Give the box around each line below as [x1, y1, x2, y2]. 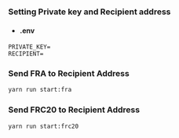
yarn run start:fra [8, 85, 72, 94]
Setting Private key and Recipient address [8, 6, 171, 17]
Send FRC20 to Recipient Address [8, 104, 140, 115]
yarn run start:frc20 [8, 122, 79, 130]
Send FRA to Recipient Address [8, 68, 130, 79]
